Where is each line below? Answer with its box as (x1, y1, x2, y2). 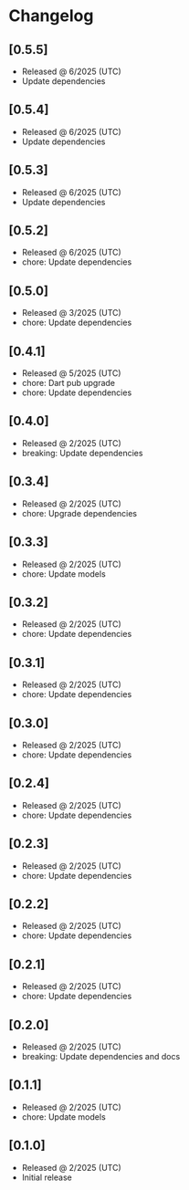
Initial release (21, 1172, 72, 1183)
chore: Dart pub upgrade (21, 378, 116, 389)
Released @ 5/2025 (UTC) (21, 368, 121, 379)
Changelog (8, 5, 94, 26)
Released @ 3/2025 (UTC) (21, 308, 122, 318)
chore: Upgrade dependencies (21, 507, 138, 518)
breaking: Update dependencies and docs (21, 1051, 181, 1061)
